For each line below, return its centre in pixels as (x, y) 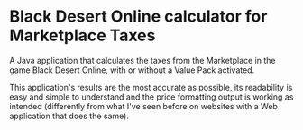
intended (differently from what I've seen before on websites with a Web (143, 106)
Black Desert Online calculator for (138, 17)
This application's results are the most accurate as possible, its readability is (151, 87)
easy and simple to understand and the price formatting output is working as (151, 97)
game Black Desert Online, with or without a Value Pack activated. (132, 70)
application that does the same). (69, 116)
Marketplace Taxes (83, 35)
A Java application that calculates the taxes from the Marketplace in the (142, 60)
